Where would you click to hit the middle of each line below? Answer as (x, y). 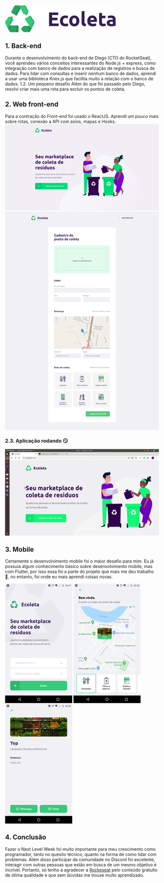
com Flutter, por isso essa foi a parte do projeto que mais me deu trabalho (80, 571)
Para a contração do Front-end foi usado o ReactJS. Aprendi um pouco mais (82, 116)
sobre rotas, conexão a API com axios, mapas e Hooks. (61, 121)
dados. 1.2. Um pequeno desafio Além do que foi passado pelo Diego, (75, 84)
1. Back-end (23, 46)
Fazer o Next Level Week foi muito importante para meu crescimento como (81, 849)
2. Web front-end (32, 104)
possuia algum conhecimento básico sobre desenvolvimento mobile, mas (79, 566)
